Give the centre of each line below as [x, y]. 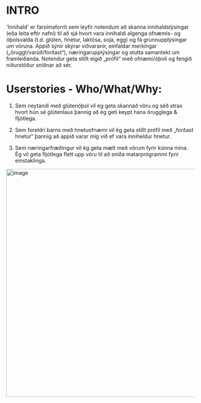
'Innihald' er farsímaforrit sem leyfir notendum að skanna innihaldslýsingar [98, 27]
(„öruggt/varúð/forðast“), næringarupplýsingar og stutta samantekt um [93, 52]
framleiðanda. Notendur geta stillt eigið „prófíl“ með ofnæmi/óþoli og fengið [99, 59]
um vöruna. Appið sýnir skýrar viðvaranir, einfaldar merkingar [82, 46]
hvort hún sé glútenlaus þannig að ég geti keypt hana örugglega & [96, 112]
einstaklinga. [31, 160]
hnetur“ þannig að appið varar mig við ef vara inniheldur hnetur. [93, 136]
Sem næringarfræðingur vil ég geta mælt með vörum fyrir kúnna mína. [101, 147]
